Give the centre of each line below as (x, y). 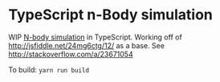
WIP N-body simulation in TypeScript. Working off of (95, 37)
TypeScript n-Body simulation (110, 15)
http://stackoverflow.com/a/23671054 (71, 54)
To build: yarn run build (49, 69)
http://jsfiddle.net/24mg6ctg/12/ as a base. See (86, 45)
